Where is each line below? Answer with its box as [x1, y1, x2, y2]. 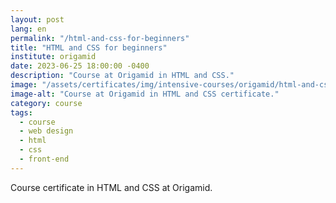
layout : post [10, 14, 65, 25]
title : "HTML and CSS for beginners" [10, 42, 168, 53]
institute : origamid [10, 52, 97, 62]
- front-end [19, 154, 70, 164]
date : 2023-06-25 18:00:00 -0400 [10, 61, 150, 71]
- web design [19, 126, 74, 136]
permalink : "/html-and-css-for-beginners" [10, 33, 190, 43]
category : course [10, 98, 83, 108]
